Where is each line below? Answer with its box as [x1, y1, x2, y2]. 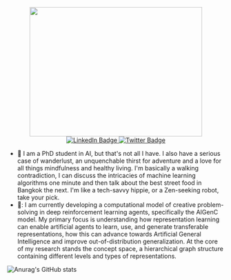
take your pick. [17, 193, 60, 201]
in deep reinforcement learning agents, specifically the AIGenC [39, 208, 219, 216]
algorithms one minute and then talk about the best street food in [17, 179, 202, 187]
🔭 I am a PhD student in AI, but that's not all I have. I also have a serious [17, 150, 221, 157]
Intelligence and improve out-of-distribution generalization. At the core [17, 237, 219, 246]
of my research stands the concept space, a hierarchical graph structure [17, 245, 224, 252]
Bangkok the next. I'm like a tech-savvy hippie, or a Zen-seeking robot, [17, 186, 219, 194]
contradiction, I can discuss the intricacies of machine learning [17, 172, 197, 179]
